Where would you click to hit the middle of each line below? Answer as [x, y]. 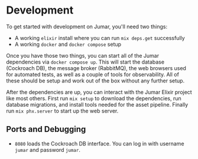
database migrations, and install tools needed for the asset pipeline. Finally [97, 104]
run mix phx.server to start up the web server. [62, 111]
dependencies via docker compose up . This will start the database [85, 62]
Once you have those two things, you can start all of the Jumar [83, 55]
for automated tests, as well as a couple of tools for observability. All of [92, 74]
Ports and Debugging [46, 129]
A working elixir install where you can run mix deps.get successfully [100, 38]
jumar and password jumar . [48, 150]
